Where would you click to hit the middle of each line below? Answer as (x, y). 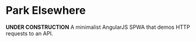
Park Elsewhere (46, 10)
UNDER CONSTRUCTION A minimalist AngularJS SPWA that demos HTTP (98, 27)
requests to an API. (29, 33)
